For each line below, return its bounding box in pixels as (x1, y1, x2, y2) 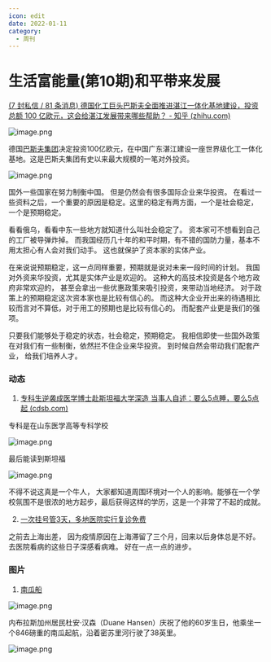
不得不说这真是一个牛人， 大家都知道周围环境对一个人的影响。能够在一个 (8, 487, 253, 497)
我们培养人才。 (31, 351, 82, 361)
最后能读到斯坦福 (8, 454, 66, 464)
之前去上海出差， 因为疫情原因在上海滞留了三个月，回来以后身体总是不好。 (8, 532, 260, 541)
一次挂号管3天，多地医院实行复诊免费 (20, 515, 146, 524)
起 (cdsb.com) (20, 404, 69, 414)
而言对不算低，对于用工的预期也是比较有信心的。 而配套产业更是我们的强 (15, 303, 260, 313)
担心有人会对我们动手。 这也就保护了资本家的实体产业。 (22, 245, 210, 255)
